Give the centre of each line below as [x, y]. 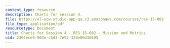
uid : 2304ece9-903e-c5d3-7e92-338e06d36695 [52, 38]
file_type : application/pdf [35, 24]
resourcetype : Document [30, 28]
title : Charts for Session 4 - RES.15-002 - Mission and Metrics [75, 33]
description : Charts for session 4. [44, 14]
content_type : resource [30, 10]
